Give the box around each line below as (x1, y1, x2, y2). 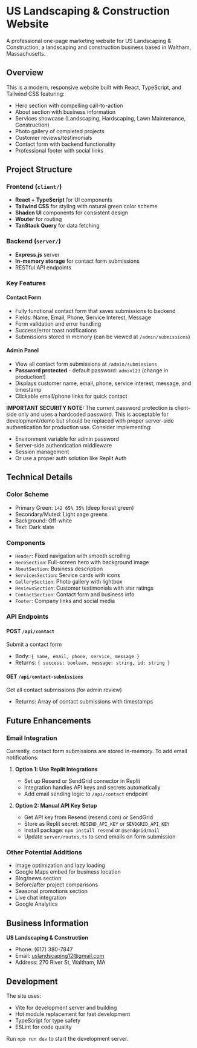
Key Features (6, 278, 47, 287)
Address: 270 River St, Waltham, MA (15, 958, 106, 966)
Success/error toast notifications (15, 326, 97, 334)
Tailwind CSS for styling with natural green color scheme (15, 203, 158, 210)
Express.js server (15, 251, 60, 258)
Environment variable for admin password (15, 435, 120, 443)
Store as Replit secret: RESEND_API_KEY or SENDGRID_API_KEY (24, 820, 170, 828)
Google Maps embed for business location (15, 868, 121, 875)
